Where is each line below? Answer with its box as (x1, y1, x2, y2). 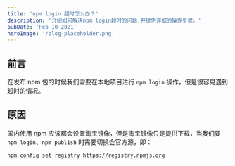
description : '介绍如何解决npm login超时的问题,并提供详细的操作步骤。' (7, 17, 202, 24)
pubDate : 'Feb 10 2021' (7, 23, 77, 30)
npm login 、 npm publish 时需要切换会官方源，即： (7, 138, 153, 146)
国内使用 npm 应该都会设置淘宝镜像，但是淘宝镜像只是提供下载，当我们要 (7, 129, 221, 137)
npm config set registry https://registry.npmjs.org (7, 152, 165, 159)
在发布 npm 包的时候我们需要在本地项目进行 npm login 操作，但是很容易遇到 (7, 78, 229, 87)
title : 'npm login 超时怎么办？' (7, 10, 99, 18)
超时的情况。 (7, 87, 44, 95)
